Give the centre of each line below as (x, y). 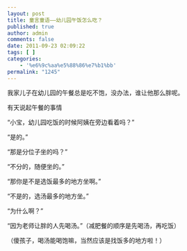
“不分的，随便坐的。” (36, 166)
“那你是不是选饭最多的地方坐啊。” (54, 181)
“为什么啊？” (25, 211)
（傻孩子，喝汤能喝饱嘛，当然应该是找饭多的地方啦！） (86, 240)
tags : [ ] (22, 53)
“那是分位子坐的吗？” (38, 152)
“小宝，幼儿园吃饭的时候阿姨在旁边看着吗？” (71, 122)
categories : (24, 59)
